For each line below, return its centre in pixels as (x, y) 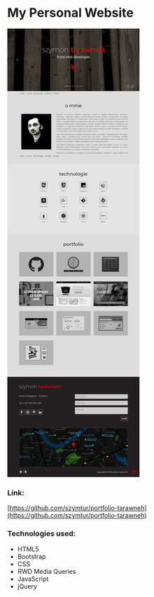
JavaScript (33, 579)
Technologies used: (42, 534)
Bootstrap (31, 556)
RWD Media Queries (47, 571)
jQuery (27, 586)
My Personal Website (71, 13)
